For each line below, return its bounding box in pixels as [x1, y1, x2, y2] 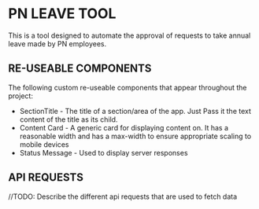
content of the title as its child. [19, 115, 118, 124]
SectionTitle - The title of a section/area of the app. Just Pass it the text [19, 106, 252, 115]
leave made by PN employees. [8, 38, 107, 48]
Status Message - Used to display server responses [19, 148, 188, 157]
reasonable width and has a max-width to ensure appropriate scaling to [19, 131, 252, 141]
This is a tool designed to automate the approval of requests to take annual [8, 31, 251, 40]
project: [8, 91, 34, 101]
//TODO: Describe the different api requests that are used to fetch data [8, 192, 238, 201]
